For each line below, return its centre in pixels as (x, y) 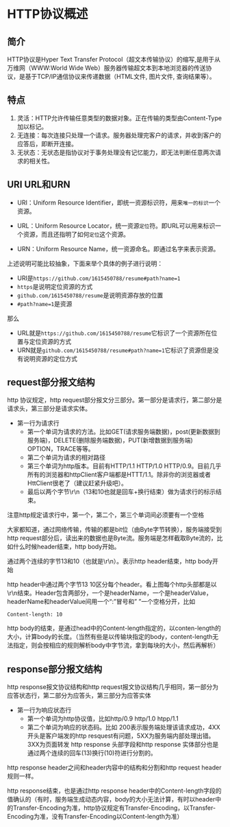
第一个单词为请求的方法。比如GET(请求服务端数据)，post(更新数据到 (124, 432)
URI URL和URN (39, 185)
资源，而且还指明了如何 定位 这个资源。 (76, 234)
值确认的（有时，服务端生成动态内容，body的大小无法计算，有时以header (111, 800)
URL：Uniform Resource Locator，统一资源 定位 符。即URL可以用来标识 (116, 225)
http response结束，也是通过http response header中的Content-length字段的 (114, 791)
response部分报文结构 (55, 669)
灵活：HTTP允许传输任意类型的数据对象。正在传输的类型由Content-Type (119, 118)
